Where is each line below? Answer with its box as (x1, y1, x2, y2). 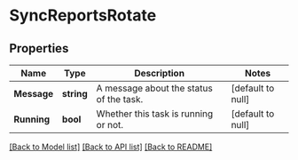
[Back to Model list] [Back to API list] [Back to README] (9, 141, 213, 152)
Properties (9, 41, 69, 56)
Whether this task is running (96, 108, 214, 120)
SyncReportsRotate (9, 5, 157, 26)
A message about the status (96, 82, 213, 94)
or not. (96, 119, 124, 131)
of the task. (96, 93, 144, 105)
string (61, 88, 89, 100)
